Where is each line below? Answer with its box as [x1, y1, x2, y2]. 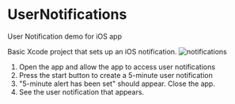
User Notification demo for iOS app [7, 32, 122, 41]
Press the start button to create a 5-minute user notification [18, 70, 213, 80]
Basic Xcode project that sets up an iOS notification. [7, 46, 177, 56]
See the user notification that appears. [18, 87, 144, 96]
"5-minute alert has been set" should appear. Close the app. [18, 79, 215, 88]
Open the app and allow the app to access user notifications [18, 61, 215, 72]
